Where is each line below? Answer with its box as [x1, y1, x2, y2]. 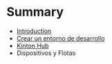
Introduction [16, 27, 52, 35]
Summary [6, 4, 64, 20]
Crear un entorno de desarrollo [16, 34, 105, 42]
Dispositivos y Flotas [16, 49, 76, 57]
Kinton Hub [16, 41, 49, 50]
